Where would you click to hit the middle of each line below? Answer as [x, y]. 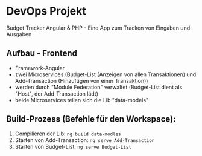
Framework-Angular [40, 68]
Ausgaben [19, 34]
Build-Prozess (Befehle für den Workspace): [91, 119]
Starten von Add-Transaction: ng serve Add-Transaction [85, 140]
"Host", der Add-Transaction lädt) [56, 93]
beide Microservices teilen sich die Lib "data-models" [82, 100]
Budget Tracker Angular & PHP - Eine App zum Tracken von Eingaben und [98, 28]
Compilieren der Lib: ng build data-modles [68, 134]
